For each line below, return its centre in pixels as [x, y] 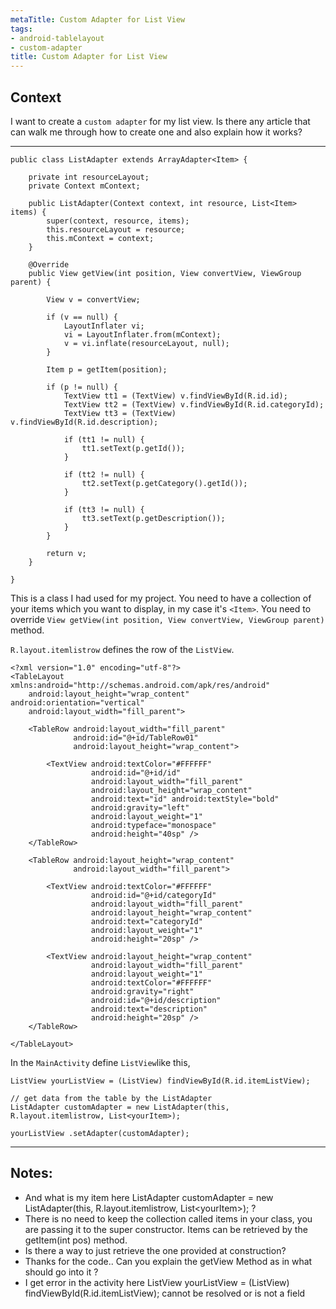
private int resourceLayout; [89, 177]
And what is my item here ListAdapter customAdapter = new [149, 1197]
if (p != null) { [82, 387]
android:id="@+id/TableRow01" [136, 737]
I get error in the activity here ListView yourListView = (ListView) [157, 1282]
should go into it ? [61, 1272]
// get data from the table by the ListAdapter [111, 1098]
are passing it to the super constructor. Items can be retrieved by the [166, 1229]
